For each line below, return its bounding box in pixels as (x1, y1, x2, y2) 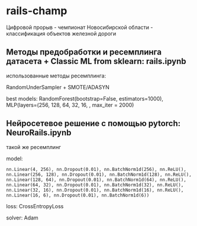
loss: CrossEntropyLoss (6, 202, 64, 209)
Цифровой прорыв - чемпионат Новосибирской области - (6, 24, 153, 31)
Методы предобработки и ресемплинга (6, 47, 162, 57)
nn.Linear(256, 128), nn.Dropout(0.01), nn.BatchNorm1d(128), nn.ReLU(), (6, 172, 192, 177)
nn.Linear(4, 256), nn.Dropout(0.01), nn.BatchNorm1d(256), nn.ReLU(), (6, 166, 186, 172)
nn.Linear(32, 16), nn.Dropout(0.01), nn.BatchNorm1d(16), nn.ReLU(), (6, 187, 184, 193)
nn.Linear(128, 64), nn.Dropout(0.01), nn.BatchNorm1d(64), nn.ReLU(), (6, 176, 186, 183)
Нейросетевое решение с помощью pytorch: (6, 118, 181, 128)
